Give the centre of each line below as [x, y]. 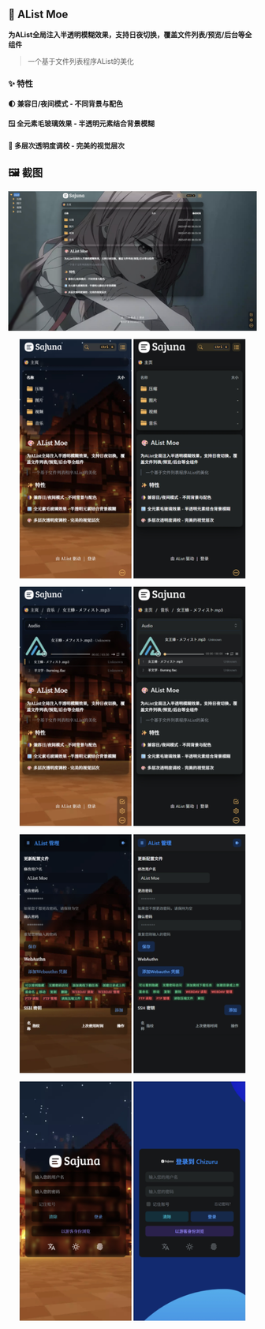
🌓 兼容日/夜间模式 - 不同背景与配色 [66, 104]
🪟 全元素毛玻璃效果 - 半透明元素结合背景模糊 [82, 123]
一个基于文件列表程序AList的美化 [80, 61]
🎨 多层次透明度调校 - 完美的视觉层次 [66, 145]
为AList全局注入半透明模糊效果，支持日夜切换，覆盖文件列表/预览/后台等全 [130, 34]
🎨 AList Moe [38, 15]
